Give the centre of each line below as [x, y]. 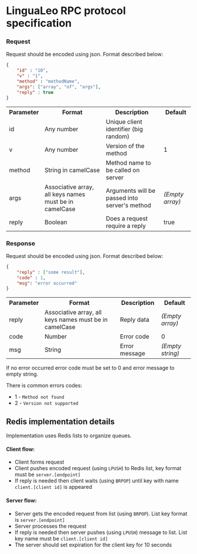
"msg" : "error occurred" [47, 283]
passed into [122, 198]
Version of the [125, 146]
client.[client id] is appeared [53, 487]
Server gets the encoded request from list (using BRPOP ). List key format [101, 514]
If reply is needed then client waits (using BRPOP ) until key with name [96, 481]
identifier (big [124, 129]
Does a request [127, 218]
